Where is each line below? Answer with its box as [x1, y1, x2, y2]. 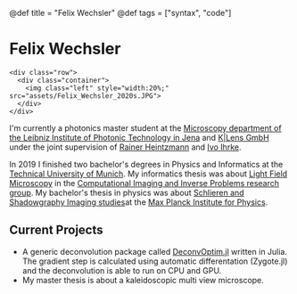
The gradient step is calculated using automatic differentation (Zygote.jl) [21, 256, 288, 266]
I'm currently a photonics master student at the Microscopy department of [9, 122, 283, 133]
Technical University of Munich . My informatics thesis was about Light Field [9, 168, 288, 179]
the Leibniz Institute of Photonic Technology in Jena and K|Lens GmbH [9, 132, 269, 143]
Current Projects [9, 223, 103, 238]
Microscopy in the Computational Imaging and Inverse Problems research [9, 177, 279, 188]
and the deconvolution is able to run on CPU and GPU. [21, 265, 222, 275]
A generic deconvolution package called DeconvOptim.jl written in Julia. [21, 246, 288, 257]
